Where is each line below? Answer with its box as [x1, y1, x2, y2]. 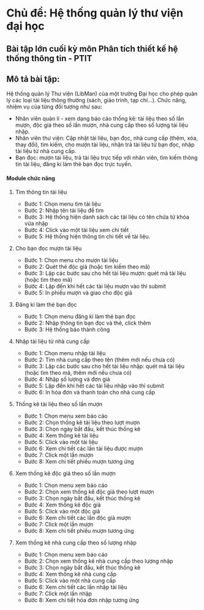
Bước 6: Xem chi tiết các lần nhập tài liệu [24, 583, 127, 590]
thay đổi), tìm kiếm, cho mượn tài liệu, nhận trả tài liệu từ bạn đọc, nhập [15, 141, 195, 148]
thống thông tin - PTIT [6, 53, 93, 64]
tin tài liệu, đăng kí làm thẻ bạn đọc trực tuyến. [15, 160, 133, 168]
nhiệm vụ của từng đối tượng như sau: [6, 103, 102, 110]
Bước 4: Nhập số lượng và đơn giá [24, 375, 110, 383]
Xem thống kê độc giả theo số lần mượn [15, 469, 116, 477]
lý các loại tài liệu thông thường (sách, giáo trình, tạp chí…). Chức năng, [6, 97, 187, 104]
